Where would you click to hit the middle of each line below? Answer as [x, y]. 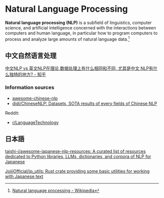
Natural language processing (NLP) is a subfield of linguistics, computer [79, 23]
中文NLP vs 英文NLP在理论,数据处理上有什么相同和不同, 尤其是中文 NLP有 [79, 68]
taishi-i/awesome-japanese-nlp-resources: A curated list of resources [75, 151]
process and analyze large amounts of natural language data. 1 [67, 39]
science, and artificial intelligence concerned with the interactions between [81, 27]
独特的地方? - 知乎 [28, 74]
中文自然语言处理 [31, 56]
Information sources [30, 88]
